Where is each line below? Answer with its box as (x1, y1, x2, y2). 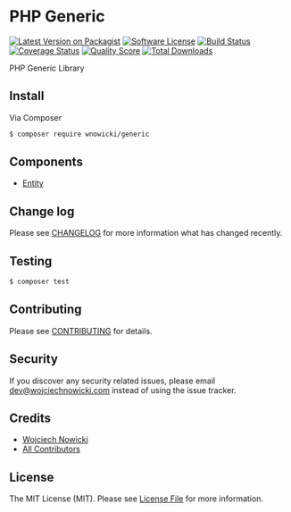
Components (9, 155, 83, 170)
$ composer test (9, 277, 70, 287)
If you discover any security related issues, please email (9, 375, 216, 386)
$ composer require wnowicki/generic (9, 130, 150, 138)
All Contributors (21, 444, 80, 455)
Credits (9, 410, 52, 425)
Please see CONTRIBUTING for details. (9, 325, 154, 336)
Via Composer (9, 112, 62, 122)
